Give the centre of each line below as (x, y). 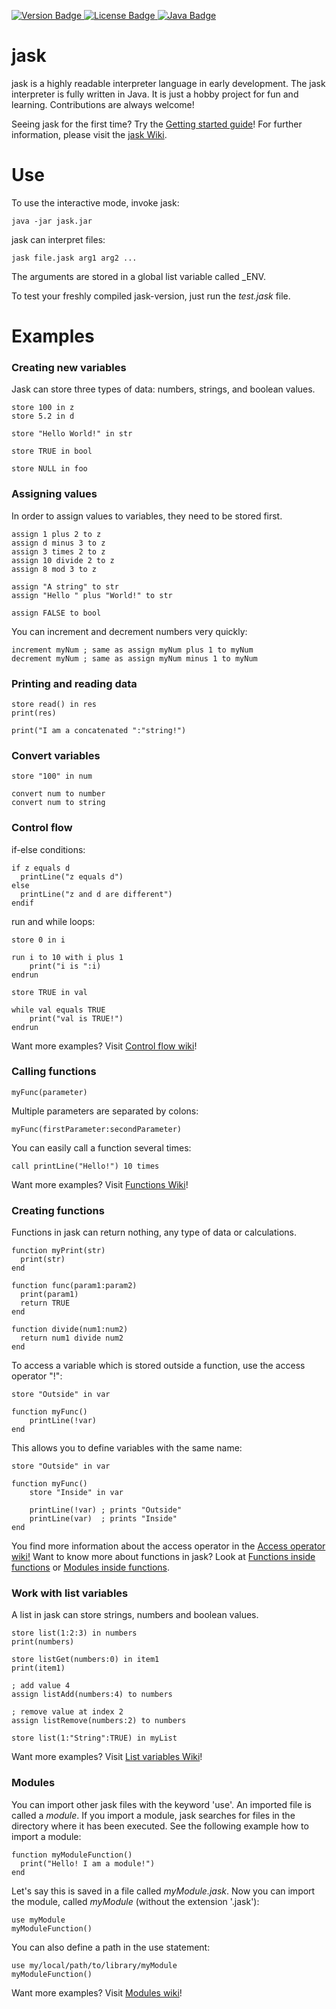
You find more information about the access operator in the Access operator (168, 1546)
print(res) (34, 713)
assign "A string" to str (65, 586)
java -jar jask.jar (52, 221)
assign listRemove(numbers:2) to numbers (99, 1721)
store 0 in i (38, 940)
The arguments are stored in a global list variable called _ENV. (138, 276)
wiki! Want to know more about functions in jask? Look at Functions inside (163, 1557)
